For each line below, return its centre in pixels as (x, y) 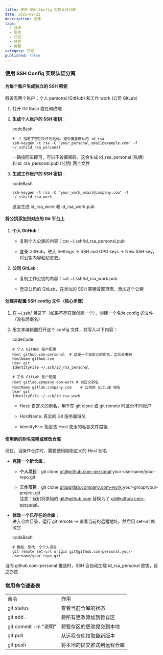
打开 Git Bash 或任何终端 (37, 108)
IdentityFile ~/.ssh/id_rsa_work (46, 396)
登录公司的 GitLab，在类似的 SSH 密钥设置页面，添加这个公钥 (81, 289)
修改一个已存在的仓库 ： (36, 515)
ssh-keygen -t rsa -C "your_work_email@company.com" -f (70, 192)
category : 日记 (20, 51)
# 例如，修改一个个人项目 (35, 547)
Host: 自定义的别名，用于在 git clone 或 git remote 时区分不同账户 (85, 406)
